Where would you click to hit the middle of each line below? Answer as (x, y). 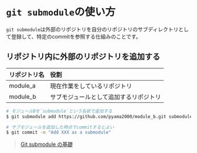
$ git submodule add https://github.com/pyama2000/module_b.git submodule (99, 117)
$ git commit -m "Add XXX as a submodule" (59, 133)
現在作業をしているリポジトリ (91, 86)
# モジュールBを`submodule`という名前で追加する (59, 111)
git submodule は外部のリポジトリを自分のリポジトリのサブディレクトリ (92, 29)
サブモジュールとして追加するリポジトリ (106, 97)
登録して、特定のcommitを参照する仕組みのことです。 (76, 36)
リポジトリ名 (27, 75)
